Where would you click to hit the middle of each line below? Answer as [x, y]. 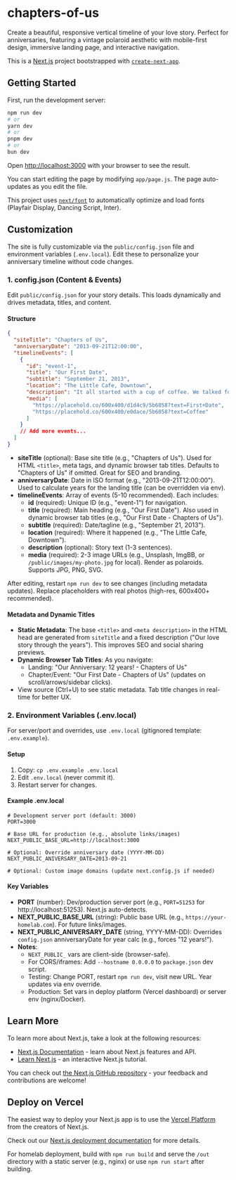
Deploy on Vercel [46, 1102]
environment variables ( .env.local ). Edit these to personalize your [103, 254]
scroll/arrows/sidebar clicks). [70, 682]
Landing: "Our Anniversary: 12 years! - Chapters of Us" [107, 667]
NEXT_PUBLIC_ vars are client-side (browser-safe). [99, 955]
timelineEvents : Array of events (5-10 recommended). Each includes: [118, 495]
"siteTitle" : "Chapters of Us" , [61, 340]
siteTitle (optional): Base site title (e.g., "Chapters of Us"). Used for [114, 457]
